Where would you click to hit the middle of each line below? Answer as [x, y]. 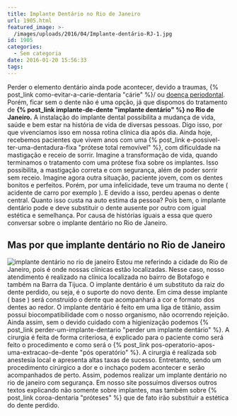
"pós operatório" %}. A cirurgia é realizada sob [148, 353]
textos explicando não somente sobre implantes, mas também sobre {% [112, 390]
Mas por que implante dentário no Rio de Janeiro [116, 245]
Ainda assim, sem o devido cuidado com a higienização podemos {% [108, 322]
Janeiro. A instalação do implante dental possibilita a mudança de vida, [111, 117]
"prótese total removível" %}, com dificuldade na [150, 147]
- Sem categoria [37, 54]
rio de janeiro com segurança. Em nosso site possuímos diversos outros [112, 383]
